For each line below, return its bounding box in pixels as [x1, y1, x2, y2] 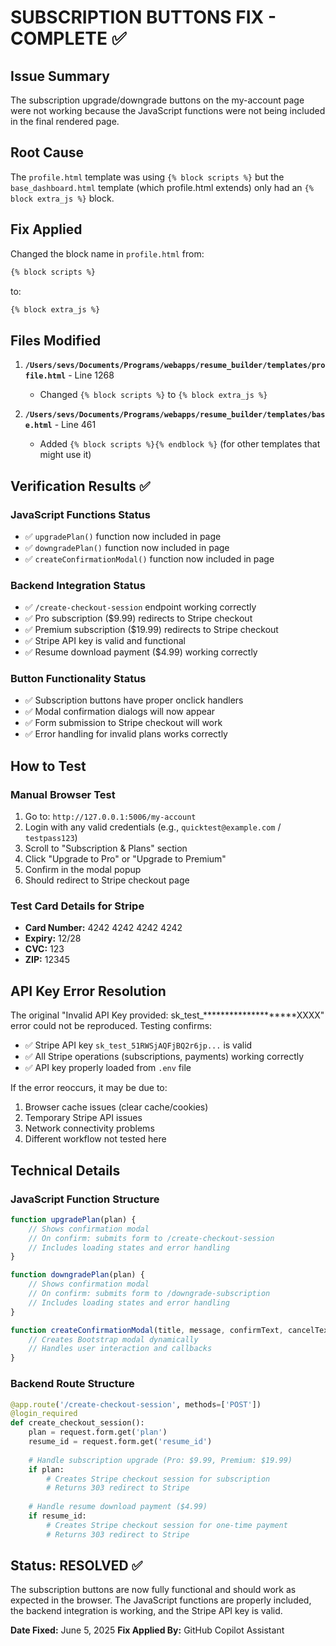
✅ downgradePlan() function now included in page [24, 541, 230, 553]
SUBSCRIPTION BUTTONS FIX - [10, 6, 277, 29]
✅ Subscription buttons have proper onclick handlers [24, 694, 244, 706]
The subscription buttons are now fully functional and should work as [10, 1584, 297, 1596]
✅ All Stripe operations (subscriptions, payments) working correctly [24, 1051, 305, 1063]
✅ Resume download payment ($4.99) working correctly [24, 646, 258, 658]
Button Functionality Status [10, 672, 147, 686]
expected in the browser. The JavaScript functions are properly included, [10, 1594, 312, 1606]
